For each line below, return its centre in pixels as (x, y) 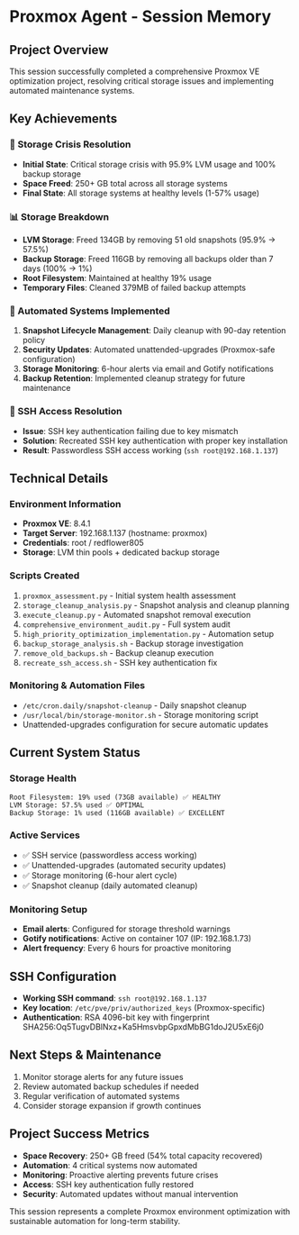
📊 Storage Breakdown (59, 216)
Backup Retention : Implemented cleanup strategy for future (134, 378)
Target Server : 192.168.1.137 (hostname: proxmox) (115, 533)
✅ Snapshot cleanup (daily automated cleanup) (110, 885)
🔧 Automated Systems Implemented (90, 311)
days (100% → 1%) (57, 268)
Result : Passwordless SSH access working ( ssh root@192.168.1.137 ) (150, 450)
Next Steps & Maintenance (86, 1055)
